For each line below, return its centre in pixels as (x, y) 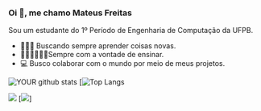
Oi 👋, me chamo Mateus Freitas (70, 13)
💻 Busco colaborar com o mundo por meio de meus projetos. (122, 64)
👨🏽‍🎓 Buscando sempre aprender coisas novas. (98, 46)
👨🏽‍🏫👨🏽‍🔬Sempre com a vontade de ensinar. (92, 55)
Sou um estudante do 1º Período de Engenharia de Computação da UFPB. (131, 31)
